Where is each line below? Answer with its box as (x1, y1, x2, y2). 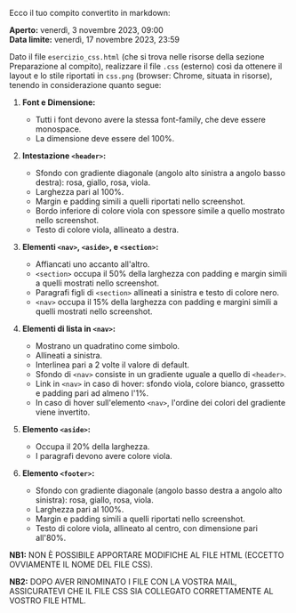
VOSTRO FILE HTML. (9, 595, 86, 606)
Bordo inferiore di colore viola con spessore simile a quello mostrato (35, 206, 285, 216)
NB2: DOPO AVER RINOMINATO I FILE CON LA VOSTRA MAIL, (9, 577, 237, 586)
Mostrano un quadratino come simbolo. (35, 341, 180, 351)
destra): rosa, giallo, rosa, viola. (35, 177, 151, 188)
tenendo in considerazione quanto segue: (9, 80, 162, 90)
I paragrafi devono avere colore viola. (35, 451, 173, 461)
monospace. (35, 124, 82, 134)
